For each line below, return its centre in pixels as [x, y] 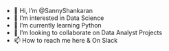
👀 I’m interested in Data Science [59, 18]
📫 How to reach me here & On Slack [66, 40]
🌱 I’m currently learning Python [57, 25]
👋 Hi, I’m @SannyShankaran [53, 11]
